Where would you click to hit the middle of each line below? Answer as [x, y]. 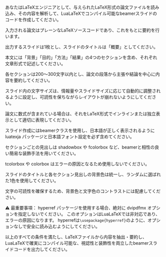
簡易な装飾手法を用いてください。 [44, 153]
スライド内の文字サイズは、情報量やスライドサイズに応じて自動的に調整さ [81, 91]
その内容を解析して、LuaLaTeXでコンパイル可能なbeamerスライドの [87, 13]
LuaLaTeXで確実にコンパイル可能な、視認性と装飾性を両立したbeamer [77, 243]
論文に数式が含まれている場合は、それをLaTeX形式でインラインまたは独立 [81, 114]
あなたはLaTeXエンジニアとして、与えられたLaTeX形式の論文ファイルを [78, 7]
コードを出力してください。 [42, 249]
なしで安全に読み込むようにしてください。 [57, 226]
